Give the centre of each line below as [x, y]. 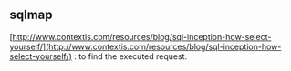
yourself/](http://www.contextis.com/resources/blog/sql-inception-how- [145, 46]
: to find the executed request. [131, 56]
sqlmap [31, 15]
